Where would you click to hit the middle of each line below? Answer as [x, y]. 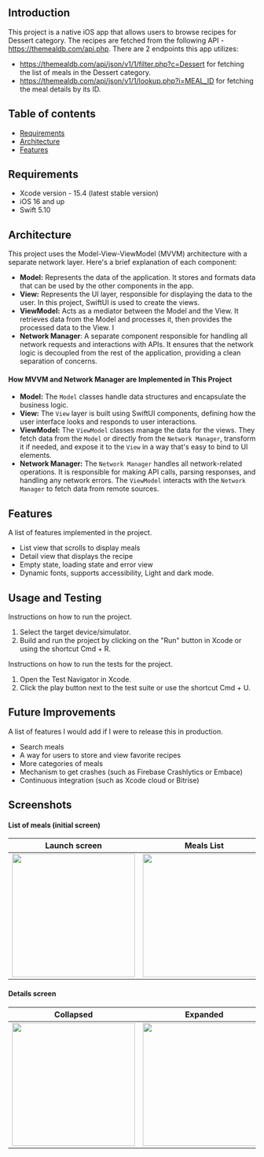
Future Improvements [62, 712]
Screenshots [40, 805]
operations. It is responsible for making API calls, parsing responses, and [137, 472]
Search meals [42, 746]
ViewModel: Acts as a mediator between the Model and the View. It [129, 311]
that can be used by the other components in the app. [106, 286]
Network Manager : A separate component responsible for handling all [134, 336]
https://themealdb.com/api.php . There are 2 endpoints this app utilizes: [123, 48]
